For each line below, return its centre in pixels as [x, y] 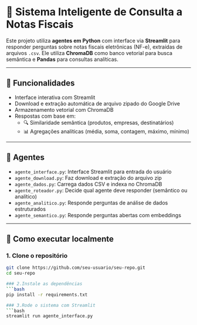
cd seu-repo [21, 273]
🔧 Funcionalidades [40, 83]
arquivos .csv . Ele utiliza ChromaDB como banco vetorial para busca [89, 53]
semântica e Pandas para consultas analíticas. [62, 59]
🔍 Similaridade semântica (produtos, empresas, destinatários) [98, 122]
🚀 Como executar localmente [60, 239]
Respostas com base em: [45, 116]
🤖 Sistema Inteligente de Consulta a [94, 12]
